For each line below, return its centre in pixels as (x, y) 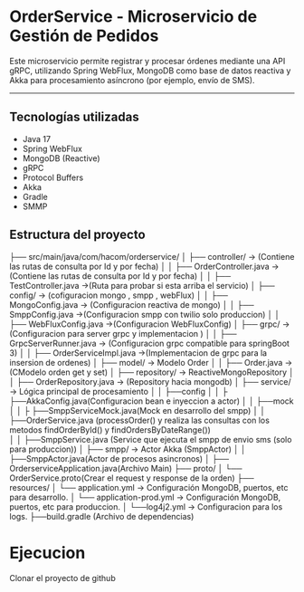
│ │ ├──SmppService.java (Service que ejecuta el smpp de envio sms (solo (151, 439)
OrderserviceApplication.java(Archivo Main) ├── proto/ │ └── (126, 468)
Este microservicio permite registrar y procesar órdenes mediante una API (147, 61)
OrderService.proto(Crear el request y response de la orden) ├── (132, 478)
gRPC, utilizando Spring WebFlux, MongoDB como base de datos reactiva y (150, 71)
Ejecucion (47, 553)
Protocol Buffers (53, 177)
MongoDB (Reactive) (62, 158)
